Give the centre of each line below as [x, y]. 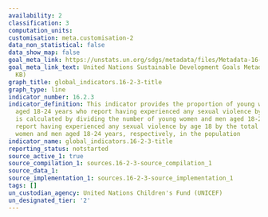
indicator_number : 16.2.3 [51, 97]
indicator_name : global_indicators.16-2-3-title [91, 141]
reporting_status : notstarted [59, 149]
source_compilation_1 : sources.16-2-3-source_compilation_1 [110, 164]
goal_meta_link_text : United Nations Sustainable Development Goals [124, 68]
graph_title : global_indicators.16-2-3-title [85, 82]
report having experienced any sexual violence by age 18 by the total [137, 126]
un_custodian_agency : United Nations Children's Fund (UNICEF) [116, 193]
